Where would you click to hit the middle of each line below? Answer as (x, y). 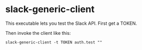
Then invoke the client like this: (38, 33)
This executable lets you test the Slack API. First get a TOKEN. (71, 23)
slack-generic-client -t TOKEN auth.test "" (54, 42)
